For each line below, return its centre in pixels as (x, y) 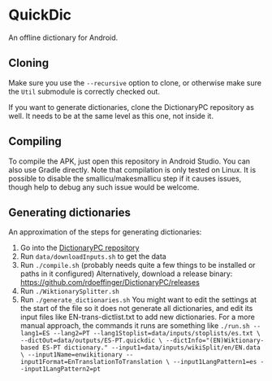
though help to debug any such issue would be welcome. (104, 187)
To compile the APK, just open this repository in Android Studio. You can (129, 161)
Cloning (29, 63)
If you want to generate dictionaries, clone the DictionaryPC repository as (131, 107)
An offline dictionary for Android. (63, 37)
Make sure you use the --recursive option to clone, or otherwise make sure (135, 82)
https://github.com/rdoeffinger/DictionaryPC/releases (110, 282)
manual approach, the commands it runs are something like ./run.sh (135, 326)
